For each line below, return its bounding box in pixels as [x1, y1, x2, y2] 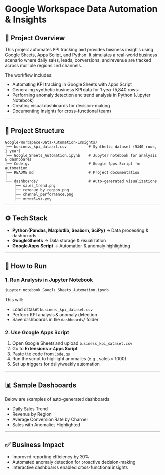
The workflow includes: [5, 72, 53, 78]
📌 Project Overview [5, 34, 65, 42]
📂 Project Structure [5, 127, 65, 135]
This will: [5, 297, 23, 303]
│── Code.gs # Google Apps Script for [5, 161, 141, 166]
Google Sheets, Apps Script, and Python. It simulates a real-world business [5, 52, 157, 58]
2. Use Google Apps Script [5, 329, 70, 336]
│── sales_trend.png [14, 183, 56, 188]
